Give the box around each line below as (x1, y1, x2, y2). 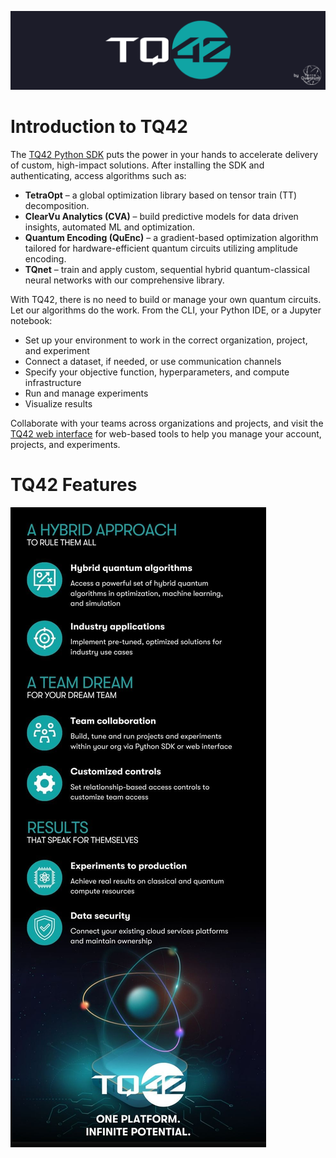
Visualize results (24, 397, 93, 410)
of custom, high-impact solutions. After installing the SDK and (10, 159, 265, 171)
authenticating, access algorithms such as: (10, 169, 187, 181)
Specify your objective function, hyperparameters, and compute (24, 366, 290, 378)
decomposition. (24, 199, 90, 211)
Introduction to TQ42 (10, 116, 188, 138)
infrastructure (24, 376, 82, 388)
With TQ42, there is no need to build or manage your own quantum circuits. (10, 293, 322, 305)
